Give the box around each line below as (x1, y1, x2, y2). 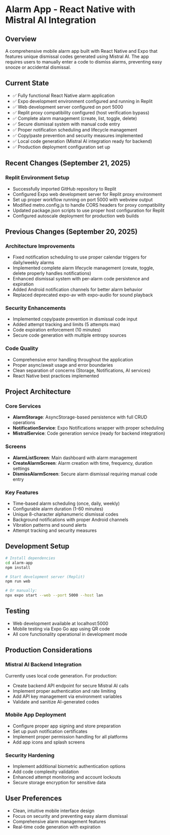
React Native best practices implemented (12, 372, 99, 379)
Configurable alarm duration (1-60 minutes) (12, 506, 104, 512)
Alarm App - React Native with (5, 4, 135, 15)
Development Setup (5, 542, 70, 551)
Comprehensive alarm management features (12, 818, 107, 824)
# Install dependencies (5, 555, 56, 561)
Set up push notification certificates (12, 728, 88, 734)
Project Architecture (5, 388, 71, 396)
